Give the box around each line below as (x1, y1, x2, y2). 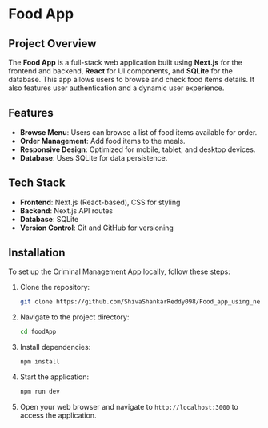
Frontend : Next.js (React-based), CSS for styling (19, 197, 181, 207)
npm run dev (19, 388, 60, 396)
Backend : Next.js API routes (19, 205, 114, 216)
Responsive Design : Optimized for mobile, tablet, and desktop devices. (19, 145, 256, 154)
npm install (19, 358, 60, 366)
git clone (19, 298, 54, 306)
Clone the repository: (19, 283, 90, 292)
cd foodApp (19, 328, 57, 336)
